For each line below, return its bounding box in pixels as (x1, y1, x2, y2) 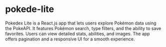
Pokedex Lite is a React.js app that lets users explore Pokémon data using (5, 20, 157, 26)
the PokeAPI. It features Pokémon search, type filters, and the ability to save (5, 25, 162, 31)
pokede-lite (5, 3, 54, 15)
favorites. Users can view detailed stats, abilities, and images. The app (5, 30, 150, 36)
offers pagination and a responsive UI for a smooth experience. (5, 36, 135, 42)
